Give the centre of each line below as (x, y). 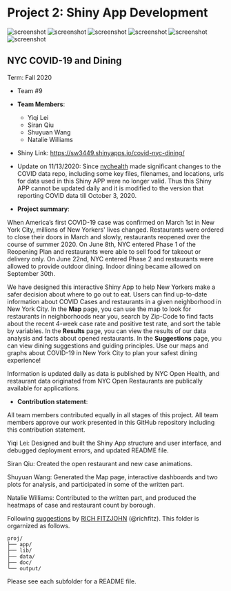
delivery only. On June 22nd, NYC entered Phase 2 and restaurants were (110, 259)
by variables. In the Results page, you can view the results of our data (107, 331)
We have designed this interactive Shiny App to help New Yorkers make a (111, 287)
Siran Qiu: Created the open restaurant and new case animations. (100, 463)
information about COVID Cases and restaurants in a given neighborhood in (114, 301)
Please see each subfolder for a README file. (72, 581)
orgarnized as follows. (39, 525)
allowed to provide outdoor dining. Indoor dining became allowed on (104, 266)
